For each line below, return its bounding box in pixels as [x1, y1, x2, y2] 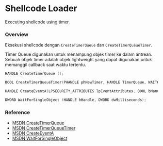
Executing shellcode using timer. [5, 19, 70, 25]
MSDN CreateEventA [12, 130, 54, 136]
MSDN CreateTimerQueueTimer [12, 125, 76, 131]
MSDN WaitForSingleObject [12, 135, 67, 141]
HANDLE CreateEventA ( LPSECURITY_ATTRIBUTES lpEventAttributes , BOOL [5, 88, 147, 94]
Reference [5, 109, 30, 115]
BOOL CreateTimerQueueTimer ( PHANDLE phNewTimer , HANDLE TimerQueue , [5, 80, 147, 85]
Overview [5, 31, 29, 38]
